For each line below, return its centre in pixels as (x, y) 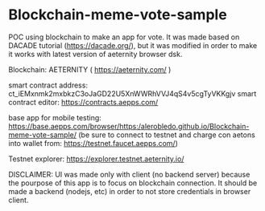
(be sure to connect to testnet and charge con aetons (166, 135)
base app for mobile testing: (55, 117)
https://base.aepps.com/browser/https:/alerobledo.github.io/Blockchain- (129, 126)
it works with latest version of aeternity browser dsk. (95, 54)
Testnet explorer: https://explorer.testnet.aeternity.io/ (96, 159)
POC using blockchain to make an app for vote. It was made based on (124, 37)
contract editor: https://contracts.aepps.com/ (83, 102)
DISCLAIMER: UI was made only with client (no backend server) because (129, 174)
